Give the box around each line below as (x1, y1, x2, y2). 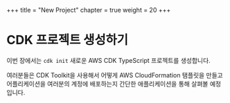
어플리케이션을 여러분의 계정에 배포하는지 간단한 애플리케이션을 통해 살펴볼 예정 (6, 79, 222, 88)
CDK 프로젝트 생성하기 (6, 32, 129, 48)
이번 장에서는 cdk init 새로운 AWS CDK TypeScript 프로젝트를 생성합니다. (6, 56, 211, 64)
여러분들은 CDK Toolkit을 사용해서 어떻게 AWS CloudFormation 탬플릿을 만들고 (6, 71, 223, 79)
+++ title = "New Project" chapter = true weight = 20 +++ (6, 6, 171, 14)
